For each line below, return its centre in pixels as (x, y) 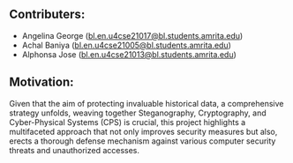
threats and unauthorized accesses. (74, 150)
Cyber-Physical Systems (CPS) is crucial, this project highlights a (128, 122)
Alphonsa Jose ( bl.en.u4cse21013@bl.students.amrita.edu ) (129, 54)
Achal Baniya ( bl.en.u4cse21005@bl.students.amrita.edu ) (127, 45)
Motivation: (41, 82)
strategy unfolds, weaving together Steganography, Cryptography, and (138, 113)
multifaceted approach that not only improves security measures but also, (143, 131)
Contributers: (47, 15)
